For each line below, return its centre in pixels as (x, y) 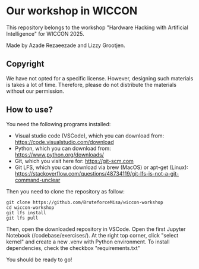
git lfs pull (22, 218)
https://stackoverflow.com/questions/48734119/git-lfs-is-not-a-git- (97, 173)
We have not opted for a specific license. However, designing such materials (100, 78)
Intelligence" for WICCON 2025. (45, 33)
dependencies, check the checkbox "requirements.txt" (73, 248)
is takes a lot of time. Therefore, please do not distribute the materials (91, 85)
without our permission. (35, 91)
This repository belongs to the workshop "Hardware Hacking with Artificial (97, 27)
